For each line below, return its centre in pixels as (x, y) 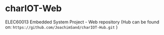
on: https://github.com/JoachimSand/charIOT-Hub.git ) (61, 27)
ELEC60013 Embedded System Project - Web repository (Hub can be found (82, 22)
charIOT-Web (33, 9)
